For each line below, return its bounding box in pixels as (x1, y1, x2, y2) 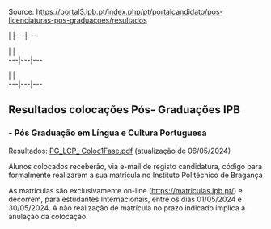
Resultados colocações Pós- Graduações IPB (8, 103, 241, 117)
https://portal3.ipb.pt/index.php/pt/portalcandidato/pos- (36, 7, 223, 16)
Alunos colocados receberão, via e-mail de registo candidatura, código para (8, 161, 263, 171)
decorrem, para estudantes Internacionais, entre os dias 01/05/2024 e (8, 194, 243, 204)
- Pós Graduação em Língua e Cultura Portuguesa (8, 127, 207, 138)
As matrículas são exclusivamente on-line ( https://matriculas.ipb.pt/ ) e (8, 185, 243, 195)
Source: (8, 7, 35, 16)
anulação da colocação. (8, 211, 88, 221)
